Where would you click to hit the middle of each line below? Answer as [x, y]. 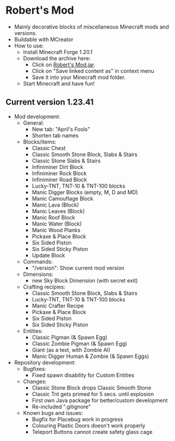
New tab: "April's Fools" [61, 129]
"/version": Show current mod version [78, 268]
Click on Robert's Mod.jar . [63, 64]
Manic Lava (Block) [55, 205]
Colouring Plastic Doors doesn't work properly [89, 426]
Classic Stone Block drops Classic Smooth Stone [92, 388]
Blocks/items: [40, 142]
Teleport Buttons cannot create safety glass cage [92, 432]
